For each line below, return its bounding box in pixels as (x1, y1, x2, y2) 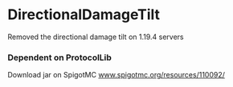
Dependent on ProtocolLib (7, 52, 112, 63)
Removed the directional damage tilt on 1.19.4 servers (7, 32, 184, 42)
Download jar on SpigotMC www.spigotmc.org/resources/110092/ (7, 70, 226, 80)
